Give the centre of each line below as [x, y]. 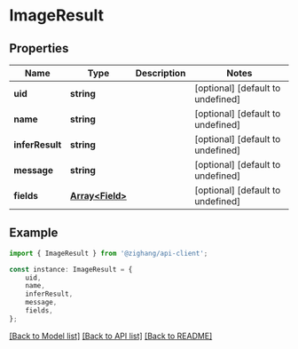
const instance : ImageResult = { [71, 269]
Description [161, 73]
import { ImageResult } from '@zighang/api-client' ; [109, 253]
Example [34, 233]
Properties [39, 48]
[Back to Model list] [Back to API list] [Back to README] [111, 336]
